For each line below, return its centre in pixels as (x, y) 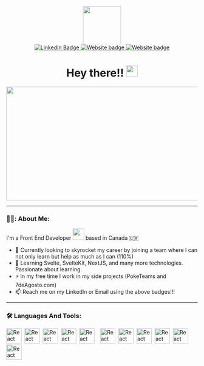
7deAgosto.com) (36, 285)
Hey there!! (95, 73)
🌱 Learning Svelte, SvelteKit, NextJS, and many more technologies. (99, 263)
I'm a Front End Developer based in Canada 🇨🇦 (73, 238)
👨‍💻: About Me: (28, 219)
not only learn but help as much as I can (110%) (74, 257)
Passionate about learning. (49, 269)
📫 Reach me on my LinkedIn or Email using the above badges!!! (95, 292)
